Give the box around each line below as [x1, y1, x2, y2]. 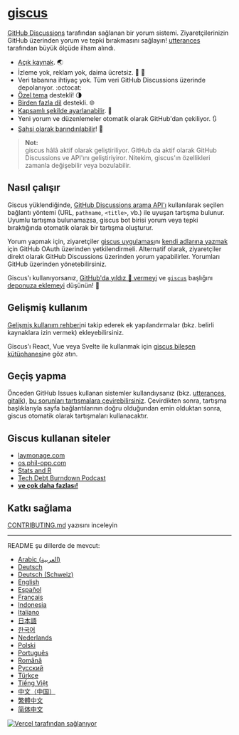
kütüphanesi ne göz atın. [7, 349, 78, 358]
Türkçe [17, 671, 39, 680]
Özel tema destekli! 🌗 [17, 90, 83, 99]
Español [17, 586, 42, 593]
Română [17, 656, 43, 665]
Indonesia [17, 601, 47, 609]
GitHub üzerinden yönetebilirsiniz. [7, 260, 107, 268]
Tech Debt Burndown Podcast [17, 474, 106, 482]
